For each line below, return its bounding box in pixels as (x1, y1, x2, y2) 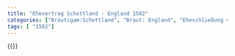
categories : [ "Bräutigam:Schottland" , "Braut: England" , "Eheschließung (7, 17, 224, 24)
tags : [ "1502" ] (7, 23, 55, 30)
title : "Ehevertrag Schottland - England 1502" (7, 10, 149, 17)
